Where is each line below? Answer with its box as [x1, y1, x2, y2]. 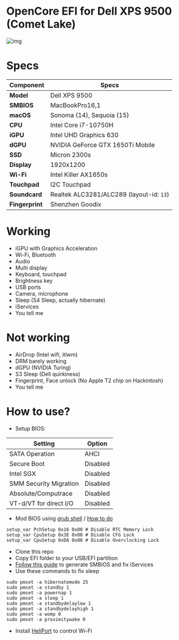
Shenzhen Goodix [50, 200, 102, 208]
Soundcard [9, 190, 43, 199]
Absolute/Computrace [9, 489, 73, 497]
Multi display [15, 264, 47, 271]
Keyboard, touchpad [15, 270, 67, 278]
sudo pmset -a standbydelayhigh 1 [6, 605, 94, 612]
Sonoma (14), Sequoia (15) [50, 111, 130, 119]
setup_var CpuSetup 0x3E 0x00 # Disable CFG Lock [6, 532, 135, 538]
